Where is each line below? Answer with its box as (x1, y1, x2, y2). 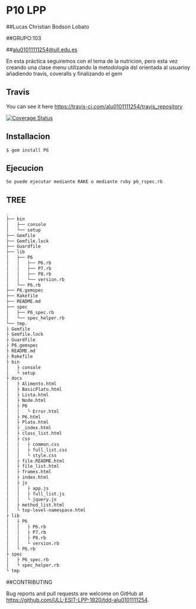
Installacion (6, 131, 50, 142)
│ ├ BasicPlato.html (6, 387, 62, 393)
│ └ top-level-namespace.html (6, 507, 86, 513)
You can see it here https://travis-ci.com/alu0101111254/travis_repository (6, 103, 183, 110)
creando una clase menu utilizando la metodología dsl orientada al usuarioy (6, 63, 191, 71)
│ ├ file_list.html (6, 464, 60, 469)
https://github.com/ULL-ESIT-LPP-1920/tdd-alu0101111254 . (6, 596, 149, 603)
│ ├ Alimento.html (6, 381, 57, 387)
